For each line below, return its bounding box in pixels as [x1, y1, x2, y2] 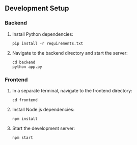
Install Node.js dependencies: [12, 106, 75, 112]
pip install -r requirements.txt [12, 41, 84, 46]
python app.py [12, 64, 42, 69]
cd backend [12, 60, 36, 65]
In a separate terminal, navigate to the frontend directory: [12, 87, 133, 93]
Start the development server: [12, 125, 75, 131]
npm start [12, 135, 34, 140]
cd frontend [12, 97, 38, 103]
